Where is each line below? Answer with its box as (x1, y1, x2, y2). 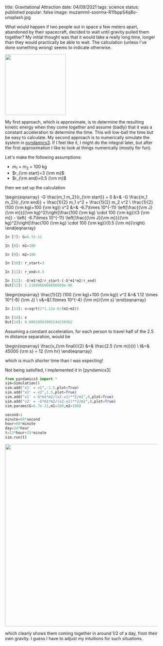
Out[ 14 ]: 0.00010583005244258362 (5, 320, 73, 324)
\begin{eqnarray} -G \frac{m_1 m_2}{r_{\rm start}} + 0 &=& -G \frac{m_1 (5, 194, 148, 200)
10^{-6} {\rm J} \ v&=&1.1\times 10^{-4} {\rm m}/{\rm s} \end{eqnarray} (5, 297, 147, 303)
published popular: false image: (5, 9, 68, 15)
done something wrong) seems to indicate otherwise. (5, 45, 112, 50)
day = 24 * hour (5, 426, 29, 431)
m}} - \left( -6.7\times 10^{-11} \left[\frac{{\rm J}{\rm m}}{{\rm (5, 215, 129, 220)
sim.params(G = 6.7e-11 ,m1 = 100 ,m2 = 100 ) (5, 403, 81, 408)
